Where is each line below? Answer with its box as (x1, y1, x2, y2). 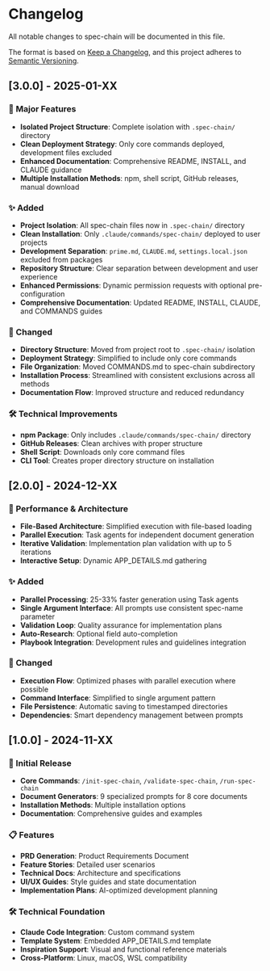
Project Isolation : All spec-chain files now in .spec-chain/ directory (19, 220, 245, 230)
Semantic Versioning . (8, 56, 79, 65)
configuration (19, 288, 65, 299)
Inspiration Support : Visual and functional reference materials (19, 944, 227, 954)
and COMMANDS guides (19, 306, 103, 316)
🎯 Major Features (8, 103, 77, 115)
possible (19, 684, 49, 694)
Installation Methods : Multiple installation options (19, 801, 186, 810)
